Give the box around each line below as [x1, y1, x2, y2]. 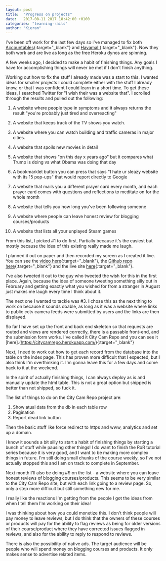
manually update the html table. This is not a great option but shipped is [5, 380, 152, 386]
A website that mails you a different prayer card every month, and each [12, 184, 158, 190]
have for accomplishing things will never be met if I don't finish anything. [5, 65, 154, 71]
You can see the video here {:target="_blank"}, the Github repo [5, 258, 133, 264]
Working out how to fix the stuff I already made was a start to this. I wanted [5, 74, 159, 80]
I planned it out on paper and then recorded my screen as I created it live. [5, 253, 155, 259]
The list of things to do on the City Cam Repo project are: [5, 394, 122, 400]
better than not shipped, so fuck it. [5, 385, 76, 391]
